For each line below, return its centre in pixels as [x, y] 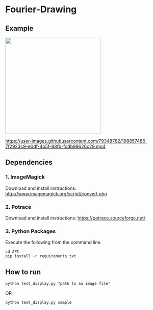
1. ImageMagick [25, 177]
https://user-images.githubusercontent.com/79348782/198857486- [76, 141]
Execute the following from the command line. [54, 242]
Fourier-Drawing [41, 9]
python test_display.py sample [39, 303]
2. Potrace [18, 207]
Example [19, 28]
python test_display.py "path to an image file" [58, 284]
